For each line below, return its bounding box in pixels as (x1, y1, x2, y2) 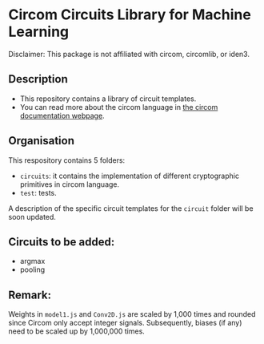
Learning (8, 22, 70, 41)
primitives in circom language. (19, 179, 120, 189)
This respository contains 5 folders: (8, 155, 126, 165)
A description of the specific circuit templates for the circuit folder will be (8, 203, 254, 213)
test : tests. (19, 188, 58, 197)
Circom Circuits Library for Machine (8, 6, 252, 24)
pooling (19, 265, 46, 274)
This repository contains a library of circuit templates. (19, 94, 197, 103)
